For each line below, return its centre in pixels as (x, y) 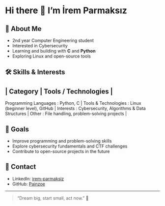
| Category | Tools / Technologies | (59, 91)
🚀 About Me (23, 29)
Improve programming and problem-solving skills (62, 141)
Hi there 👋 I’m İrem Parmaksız (66, 11)
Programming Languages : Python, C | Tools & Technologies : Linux (73, 103)
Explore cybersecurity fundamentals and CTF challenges (70, 146)
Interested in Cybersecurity (40, 46)
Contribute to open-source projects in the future (61, 151)
